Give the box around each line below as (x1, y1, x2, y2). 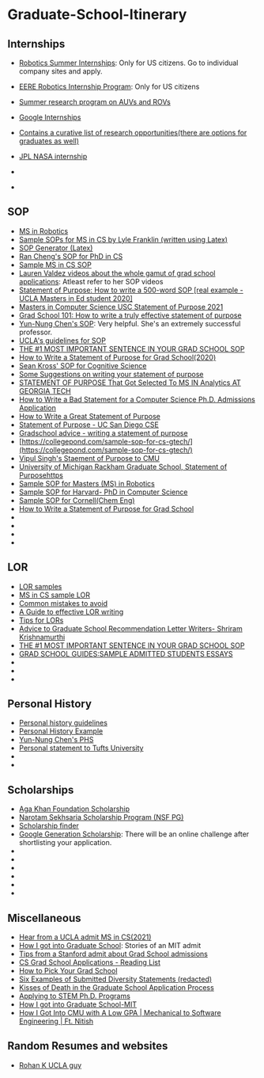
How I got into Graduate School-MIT (18, 1000, 138, 1009)
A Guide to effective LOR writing (18, 607, 124, 616)
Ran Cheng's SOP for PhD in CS (18, 251, 123, 261)
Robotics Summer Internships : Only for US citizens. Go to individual (18, 58, 239, 67)
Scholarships (7, 783, 74, 797)
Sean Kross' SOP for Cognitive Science (18, 360, 147, 370)
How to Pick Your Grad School (18, 966, 118, 976)
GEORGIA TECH (18, 386, 72, 395)
